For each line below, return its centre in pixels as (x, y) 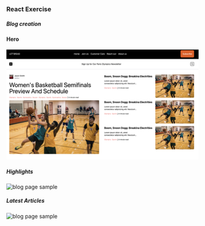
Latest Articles (25, 201)
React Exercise (29, 9)
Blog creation (24, 24)
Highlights (20, 171)
